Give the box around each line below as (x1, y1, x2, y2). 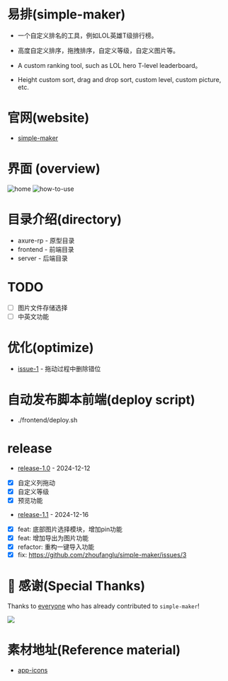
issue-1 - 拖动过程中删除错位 (17, 364, 101, 373)
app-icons (17, 665, 48, 674)
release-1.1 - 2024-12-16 (17, 510, 89, 518)
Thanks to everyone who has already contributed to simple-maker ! (7, 602, 200, 610)
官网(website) (7, 110, 90, 126)
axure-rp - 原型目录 (17, 236, 75, 245)
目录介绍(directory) (7, 211, 122, 227)
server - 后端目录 (17, 254, 69, 262)
